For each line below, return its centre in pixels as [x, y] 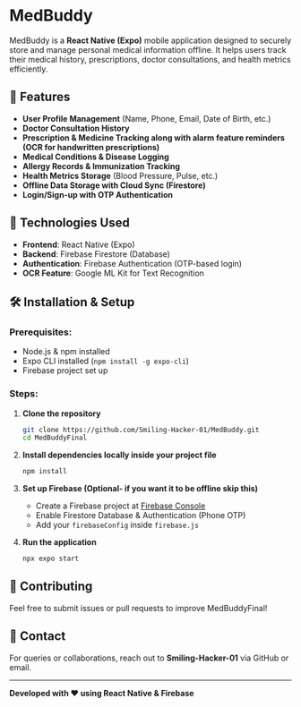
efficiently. [29, 69]
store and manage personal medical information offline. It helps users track [148, 49]
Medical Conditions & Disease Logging [96, 157]
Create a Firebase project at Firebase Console [120, 506]
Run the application [59, 542]
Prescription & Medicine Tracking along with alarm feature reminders [153, 137]
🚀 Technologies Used [69, 223]
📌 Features [40, 97]
